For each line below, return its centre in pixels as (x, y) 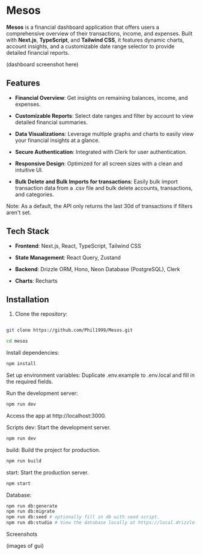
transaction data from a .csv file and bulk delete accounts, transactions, (104, 188)
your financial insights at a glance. (57, 140)
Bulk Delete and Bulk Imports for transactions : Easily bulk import (96, 182)
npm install (21, 364)
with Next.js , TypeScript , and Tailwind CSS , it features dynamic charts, (95, 40)
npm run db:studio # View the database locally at (71, 523)
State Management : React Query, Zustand (68, 257)
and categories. (34, 194)
